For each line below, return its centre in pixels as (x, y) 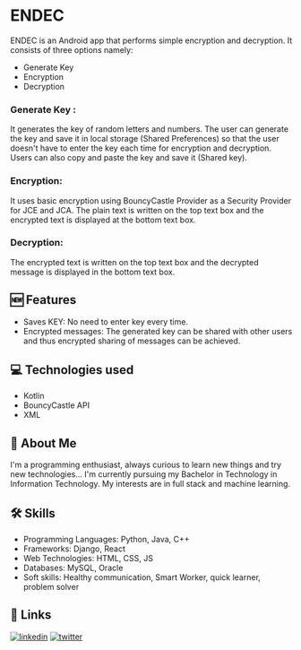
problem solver (51, 587)
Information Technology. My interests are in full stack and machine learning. (150, 484)
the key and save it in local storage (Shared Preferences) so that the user (145, 139)
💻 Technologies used (72, 370)
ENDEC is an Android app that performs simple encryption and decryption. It (151, 40)
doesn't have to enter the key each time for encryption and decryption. (141, 148)
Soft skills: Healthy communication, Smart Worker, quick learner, (142, 577)
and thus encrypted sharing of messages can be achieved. (132, 341)
